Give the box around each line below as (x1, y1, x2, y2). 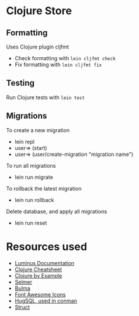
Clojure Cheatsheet (14, 266, 62, 273)
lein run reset (14, 219, 47, 226)
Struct (14, 303, 30, 311)
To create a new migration (6, 126, 70, 133)
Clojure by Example (14, 272, 63, 279)
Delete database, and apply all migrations (6, 208, 108, 215)
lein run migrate (14, 173, 53, 181)
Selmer (14, 278, 33, 285)
